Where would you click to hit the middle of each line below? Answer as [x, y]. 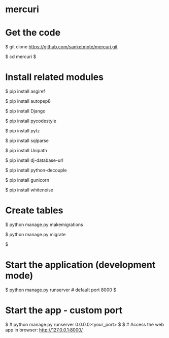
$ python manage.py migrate [36, 234]
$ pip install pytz [23, 131]
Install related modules [55, 77]
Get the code [33, 33]
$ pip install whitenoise [29, 190]
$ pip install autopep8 [28, 101]
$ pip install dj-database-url [34, 160]
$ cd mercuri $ [21, 57]
